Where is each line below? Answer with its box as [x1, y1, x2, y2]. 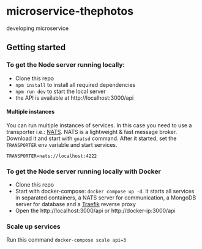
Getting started [6, 42, 66, 53]
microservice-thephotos [6, 4, 133, 18]
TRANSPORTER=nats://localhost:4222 [6, 153, 97, 159]
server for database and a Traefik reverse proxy [15, 201, 137, 208]
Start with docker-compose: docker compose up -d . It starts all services [15, 188, 195, 195]
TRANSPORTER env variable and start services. [6, 141, 118, 148]
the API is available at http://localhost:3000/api [15, 94, 134, 102]
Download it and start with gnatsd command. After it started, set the [6, 135, 177, 142]
